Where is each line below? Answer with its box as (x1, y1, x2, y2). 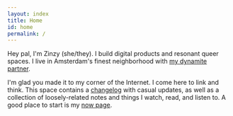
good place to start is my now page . (7, 100, 113, 110)
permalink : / (7, 30, 46, 37)
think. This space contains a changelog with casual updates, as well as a (7, 86, 220, 94)
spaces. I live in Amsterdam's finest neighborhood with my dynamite (7, 57, 208, 66)
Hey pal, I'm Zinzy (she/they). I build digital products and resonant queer (7, 50, 220, 58)
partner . (7, 64, 30, 73)
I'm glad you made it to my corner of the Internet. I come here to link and (7, 79, 220, 87)
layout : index (7, 10, 50, 18)
